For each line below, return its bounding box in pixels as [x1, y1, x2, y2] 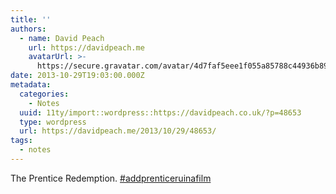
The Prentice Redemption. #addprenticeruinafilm [10, 172, 212, 184]
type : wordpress [19, 117, 87, 127]
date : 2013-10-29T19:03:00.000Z [10, 71, 145, 81]
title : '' [10, 14, 52, 25]
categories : [19, 89, 70, 99]
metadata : [10, 80, 52, 90]
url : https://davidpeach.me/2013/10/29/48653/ [19, 126, 217, 136]
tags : [10, 136, 33, 146]
